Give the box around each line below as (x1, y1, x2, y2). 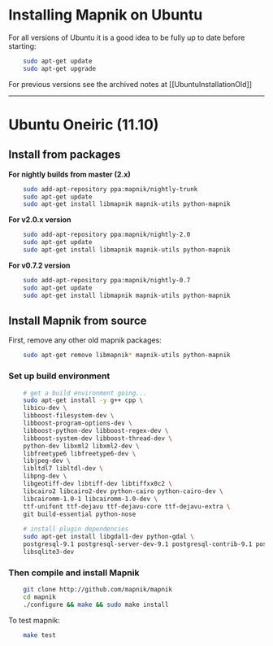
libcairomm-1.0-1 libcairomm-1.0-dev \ (23, 495, 158, 503)
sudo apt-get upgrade (23, 64, 96, 72)
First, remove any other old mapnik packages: (8, 335, 162, 345)
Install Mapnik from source (8, 313, 148, 327)
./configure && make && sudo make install (23, 600, 169, 609)
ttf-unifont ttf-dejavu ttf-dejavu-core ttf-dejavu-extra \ (23, 502, 231, 510)
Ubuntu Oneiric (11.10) (8, 116, 159, 133)
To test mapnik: (8, 615, 60, 625)
